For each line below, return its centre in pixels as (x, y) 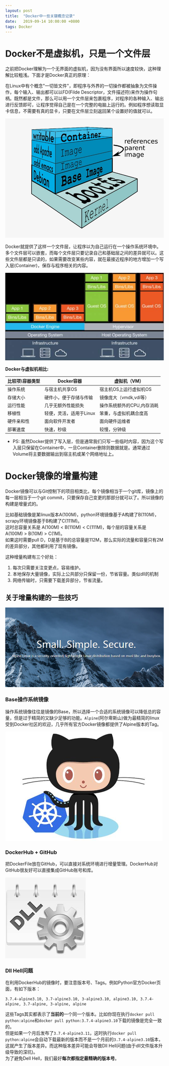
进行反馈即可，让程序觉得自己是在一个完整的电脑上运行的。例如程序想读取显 (84, 105)
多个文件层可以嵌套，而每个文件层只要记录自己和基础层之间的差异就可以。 (82, 253)
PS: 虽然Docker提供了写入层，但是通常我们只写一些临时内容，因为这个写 (88, 442)
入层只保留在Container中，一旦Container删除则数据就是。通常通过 (81, 448)
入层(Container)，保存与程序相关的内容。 (48, 266)
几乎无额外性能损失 (64, 405)
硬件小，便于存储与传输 (69, 397)
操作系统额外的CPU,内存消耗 (129, 405)
